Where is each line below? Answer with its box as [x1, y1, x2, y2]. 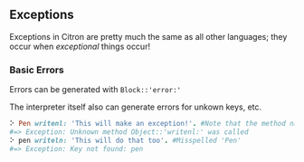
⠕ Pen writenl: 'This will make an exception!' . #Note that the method [9, 119, 287, 129]
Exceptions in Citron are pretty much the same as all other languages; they [9, 31, 288, 42]
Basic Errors [9, 63, 65, 76]
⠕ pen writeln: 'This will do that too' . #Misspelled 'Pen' [9, 136, 242, 145]
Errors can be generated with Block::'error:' [9, 84, 182, 95]
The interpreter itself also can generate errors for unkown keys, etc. [9, 101, 262, 112]
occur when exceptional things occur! [9, 41, 151, 52]
